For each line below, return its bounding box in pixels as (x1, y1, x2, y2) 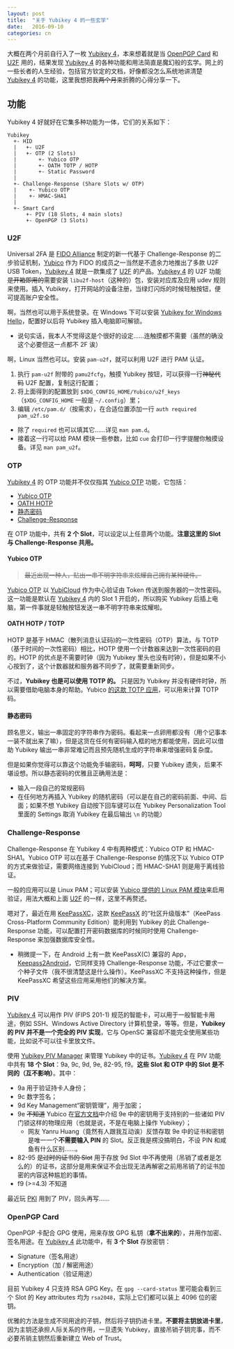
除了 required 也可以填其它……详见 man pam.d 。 (17, 426, 154, 434)
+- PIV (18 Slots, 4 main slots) (25, 211, 123, 218)
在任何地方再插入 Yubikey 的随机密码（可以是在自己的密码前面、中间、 (17, 793, 221, 801)
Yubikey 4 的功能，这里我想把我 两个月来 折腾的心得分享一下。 (7, 76, 185, 84)
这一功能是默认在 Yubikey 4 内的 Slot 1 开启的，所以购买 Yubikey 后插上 (7, 594, 212, 602)
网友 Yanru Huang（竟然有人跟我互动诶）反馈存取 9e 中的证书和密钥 (27, 1127, 224, 1135)
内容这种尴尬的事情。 (29, 1171, 91, 1179)
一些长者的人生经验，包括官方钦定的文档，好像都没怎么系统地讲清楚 (7, 67, 203, 75)
